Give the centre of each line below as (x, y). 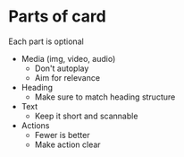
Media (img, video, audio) (68, 58)
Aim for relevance (67, 77)
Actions (35, 125)
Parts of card (57, 17)
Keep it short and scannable (86, 116)
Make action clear (67, 144)
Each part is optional (46, 41)
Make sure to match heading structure (105, 97)
